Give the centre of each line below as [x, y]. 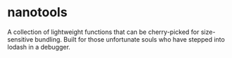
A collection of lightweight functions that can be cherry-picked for [103, 32]
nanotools [37, 12]
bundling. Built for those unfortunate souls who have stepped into [130, 39]
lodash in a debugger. [39, 47]
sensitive [20, 39]
